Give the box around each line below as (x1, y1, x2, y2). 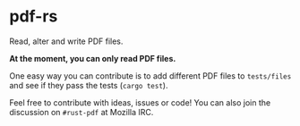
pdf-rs (9, 6, 58, 27)
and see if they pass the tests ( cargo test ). (9, 80, 168, 90)
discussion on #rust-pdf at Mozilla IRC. (9, 106, 154, 117)
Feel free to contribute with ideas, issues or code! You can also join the (9, 97, 271, 108)
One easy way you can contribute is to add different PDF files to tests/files (9, 70, 292, 81)
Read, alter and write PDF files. (9, 36, 124, 46)
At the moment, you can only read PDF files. (9, 53, 176, 63)
